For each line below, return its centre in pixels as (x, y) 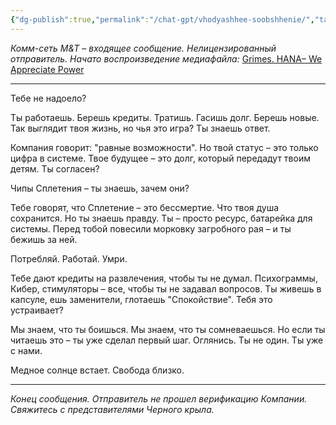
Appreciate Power (47, 69)
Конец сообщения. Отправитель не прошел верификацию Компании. (159, 398)
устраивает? (37, 310)
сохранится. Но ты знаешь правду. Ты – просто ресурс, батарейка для (161, 218)
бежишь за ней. (44, 239)
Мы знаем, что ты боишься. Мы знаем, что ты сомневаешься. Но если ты (168, 329)
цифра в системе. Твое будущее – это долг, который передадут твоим (160, 158)
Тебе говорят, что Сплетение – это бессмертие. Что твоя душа (145, 207)
